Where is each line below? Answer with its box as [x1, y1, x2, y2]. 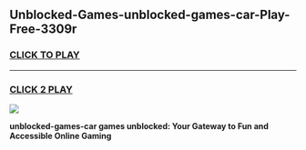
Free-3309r [9, 22, 77, 37]
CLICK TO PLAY [9, 49, 80, 62]
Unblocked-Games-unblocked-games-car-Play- [9, 7, 291, 23]
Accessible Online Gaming [9, 130, 112, 141]
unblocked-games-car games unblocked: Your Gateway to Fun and [9, 120, 269, 131]
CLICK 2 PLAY [9, 83, 73, 95]
